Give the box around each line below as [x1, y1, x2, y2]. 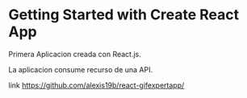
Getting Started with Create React [8, 6, 240, 24]
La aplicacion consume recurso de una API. [8, 64, 153, 74]
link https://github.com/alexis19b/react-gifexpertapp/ [8, 80, 185, 90]
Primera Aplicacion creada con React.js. [8, 49, 141, 59]
